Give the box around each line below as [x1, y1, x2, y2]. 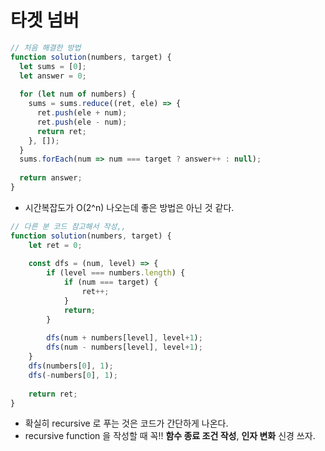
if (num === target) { [63, 277, 159, 288]
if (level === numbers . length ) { [46, 268, 186, 278]
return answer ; [19, 173, 83, 183]
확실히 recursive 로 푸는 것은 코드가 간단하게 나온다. [24, 417, 229, 430]
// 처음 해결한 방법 [10, 42, 82, 53]
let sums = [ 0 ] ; [19, 61, 87, 71]
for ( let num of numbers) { [19, 89, 137, 100]
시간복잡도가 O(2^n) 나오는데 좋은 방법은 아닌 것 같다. [24, 201, 235, 213]
